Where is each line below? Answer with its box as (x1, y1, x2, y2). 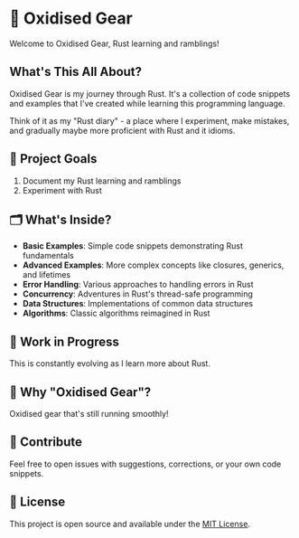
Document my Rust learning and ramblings (22, 175, 182, 186)
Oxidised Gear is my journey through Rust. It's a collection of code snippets (9, 88, 291, 99)
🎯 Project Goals (9, 151, 98, 166)
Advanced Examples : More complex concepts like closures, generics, (22, 260, 285, 270)
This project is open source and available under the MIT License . (9, 518, 251, 529)
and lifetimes (22, 269, 70, 280)
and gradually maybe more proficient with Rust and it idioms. (9, 125, 236, 136)
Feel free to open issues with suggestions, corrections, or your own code (9, 458, 282, 469)
